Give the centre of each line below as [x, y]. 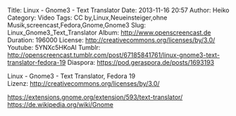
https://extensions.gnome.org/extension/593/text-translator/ [95, 97]
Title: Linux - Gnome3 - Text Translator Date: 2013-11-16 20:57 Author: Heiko [118, 10]
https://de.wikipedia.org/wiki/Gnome [61, 104]
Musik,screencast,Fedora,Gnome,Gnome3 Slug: [77, 25]
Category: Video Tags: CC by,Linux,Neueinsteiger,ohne [87, 18]
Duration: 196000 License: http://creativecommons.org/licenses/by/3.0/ [111, 40]
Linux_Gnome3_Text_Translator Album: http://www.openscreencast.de [109, 32]
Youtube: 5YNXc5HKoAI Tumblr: [54, 47]
